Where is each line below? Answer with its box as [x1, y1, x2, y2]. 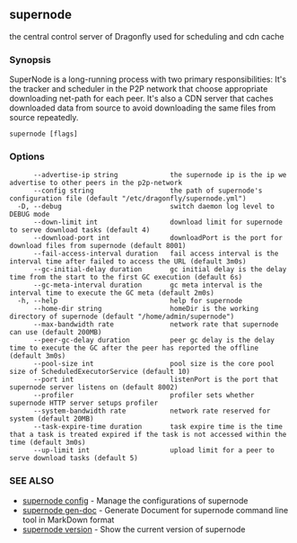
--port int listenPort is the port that [32, 375, 279, 385]
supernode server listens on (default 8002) [9, 383, 179, 392]
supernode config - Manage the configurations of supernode [22, 494, 249, 506]
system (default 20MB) [9, 414, 94, 423]
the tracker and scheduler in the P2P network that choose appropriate [9, 84, 268, 94]
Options [9, 150, 45, 163]
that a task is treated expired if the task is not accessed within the [9, 431, 287, 440]
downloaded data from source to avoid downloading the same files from [9, 102, 276, 113]
